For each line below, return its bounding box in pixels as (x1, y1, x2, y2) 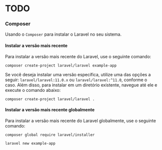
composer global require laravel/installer (5, 132, 95, 137)
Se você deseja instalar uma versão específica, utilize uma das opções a (5, 71, 151, 77)
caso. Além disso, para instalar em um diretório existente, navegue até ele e (5, 82, 158, 88)
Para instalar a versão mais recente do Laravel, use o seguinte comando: (5, 53, 151, 59)
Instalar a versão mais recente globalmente (5, 107, 95, 113)
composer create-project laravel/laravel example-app (5, 63, 117, 68)
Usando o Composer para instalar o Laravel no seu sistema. (5, 31, 122, 37)
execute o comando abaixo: (5, 87, 61, 93)
